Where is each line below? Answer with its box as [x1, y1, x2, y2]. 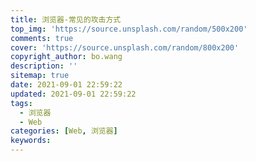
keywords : [10, 136, 52, 146]
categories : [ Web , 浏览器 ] [10, 126, 118, 136]
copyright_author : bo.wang [10, 52, 123, 62]
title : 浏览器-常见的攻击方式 [10, 14, 122, 25]
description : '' [10, 61, 78, 71]
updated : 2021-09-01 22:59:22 [10, 89, 137, 99]
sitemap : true [10, 71, 70, 81]
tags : [10, 98, 33, 108]
